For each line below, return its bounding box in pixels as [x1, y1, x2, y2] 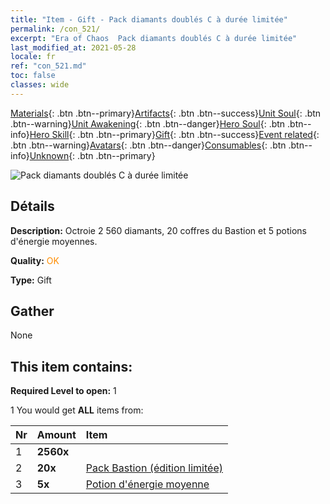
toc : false [10, 71, 56, 81]
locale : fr [10, 52, 56, 62]
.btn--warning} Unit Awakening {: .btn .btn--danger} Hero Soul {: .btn [10, 117, 286, 130]
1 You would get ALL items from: [10, 404, 144, 416]
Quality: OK [10, 254, 60, 266]
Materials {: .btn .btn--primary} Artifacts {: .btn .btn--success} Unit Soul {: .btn [10, 107, 322, 119]
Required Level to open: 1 [10, 385, 117, 397]
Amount [36, 428, 77, 442]
